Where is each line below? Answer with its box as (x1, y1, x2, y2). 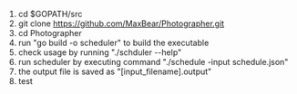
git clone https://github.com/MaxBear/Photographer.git (17, 18, 225, 29)
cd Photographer (17, 28, 82, 38)
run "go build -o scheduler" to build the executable (17, 37, 210, 48)
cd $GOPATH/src (17, 9, 83, 19)
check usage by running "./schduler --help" (17, 47, 182, 58)
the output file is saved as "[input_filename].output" (17, 66, 212, 77)
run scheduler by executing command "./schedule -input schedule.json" (17, 57, 289, 67)
